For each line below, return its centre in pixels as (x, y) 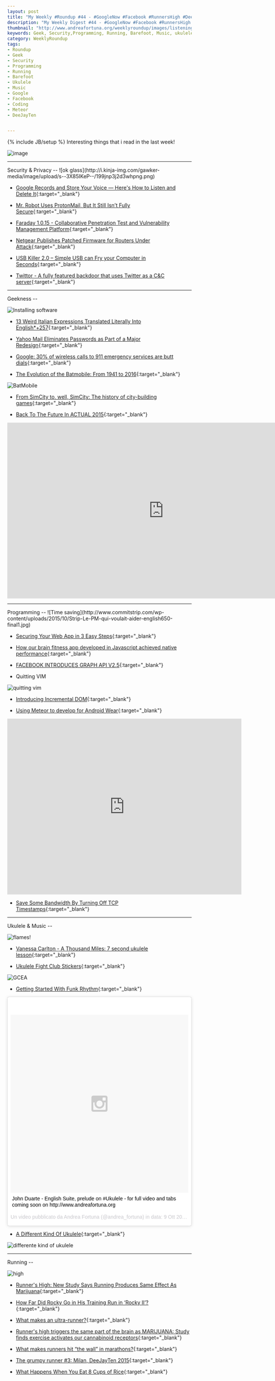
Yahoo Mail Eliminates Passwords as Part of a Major (78, 339)
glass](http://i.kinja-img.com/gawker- (115, 170)
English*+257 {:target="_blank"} (54, 328)
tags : (14, 45)
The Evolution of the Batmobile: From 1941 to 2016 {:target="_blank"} (98, 374)
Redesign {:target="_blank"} (49, 345)
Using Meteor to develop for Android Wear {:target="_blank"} (89, 710)
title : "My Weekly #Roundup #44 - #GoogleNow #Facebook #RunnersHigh (94, 17)
